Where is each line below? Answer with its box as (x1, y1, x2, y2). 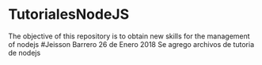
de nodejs (8, 48, 41, 57)
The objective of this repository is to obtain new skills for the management (8, 31, 251, 41)
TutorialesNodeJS (8, 5, 130, 23)
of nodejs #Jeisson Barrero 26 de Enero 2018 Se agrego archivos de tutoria (8, 39, 255, 49)
